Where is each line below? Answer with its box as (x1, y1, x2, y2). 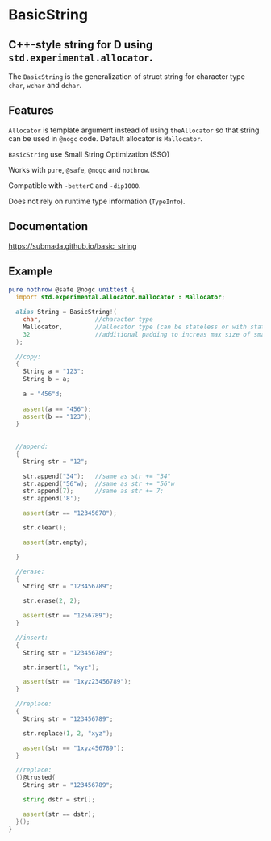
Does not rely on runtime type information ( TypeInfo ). (8, 196, 186, 206)
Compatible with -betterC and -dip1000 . (8, 180, 141, 190)
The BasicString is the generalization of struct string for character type (8, 72, 246, 82)
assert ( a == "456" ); (23, 405, 92, 413)
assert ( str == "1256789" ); (23, 612, 114, 620)
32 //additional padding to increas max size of (23, 330, 251, 338)
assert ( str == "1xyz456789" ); (23, 744, 125, 752)
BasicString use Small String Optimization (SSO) (8, 149, 170, 159)
